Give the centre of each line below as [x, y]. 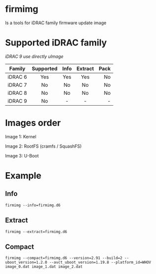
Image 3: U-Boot [22, 156]
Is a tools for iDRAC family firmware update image [56, 23]
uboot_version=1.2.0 [26, 263]
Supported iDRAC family [56, 43]
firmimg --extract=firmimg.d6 [36, 232]
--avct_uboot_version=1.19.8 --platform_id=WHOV [100, 263]
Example [23, 176]
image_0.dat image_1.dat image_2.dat [44, 267]
